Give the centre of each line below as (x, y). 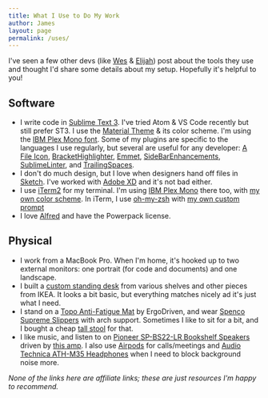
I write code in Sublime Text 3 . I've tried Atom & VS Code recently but (134, 123)
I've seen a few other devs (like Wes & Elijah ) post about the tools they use (131, 61)
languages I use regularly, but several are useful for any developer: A (134, 148)
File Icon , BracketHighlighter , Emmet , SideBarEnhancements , (120, 156)
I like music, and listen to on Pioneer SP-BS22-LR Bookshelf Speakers (135, 336)
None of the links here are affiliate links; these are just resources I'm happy (132, 378)
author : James (32, 23)
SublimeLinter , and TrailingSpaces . (77, 165)
